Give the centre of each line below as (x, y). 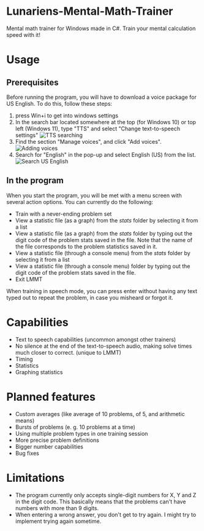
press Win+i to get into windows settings (66, 116)
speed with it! (24, 34)
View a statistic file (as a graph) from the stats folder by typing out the (104, 233)
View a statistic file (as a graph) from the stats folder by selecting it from (107, 220)
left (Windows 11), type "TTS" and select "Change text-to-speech (98, 128)
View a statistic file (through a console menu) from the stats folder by (103, 253)
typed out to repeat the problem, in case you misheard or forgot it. (90, 297)
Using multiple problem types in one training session (81, 433)
